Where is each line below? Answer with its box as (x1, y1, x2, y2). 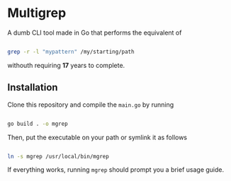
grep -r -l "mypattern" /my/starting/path (7, 48, 135, 55)
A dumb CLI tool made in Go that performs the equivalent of (7, 28, 182, 37)
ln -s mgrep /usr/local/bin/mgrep (7, 153, 110, 160)
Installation (7, 81, 58, 93)
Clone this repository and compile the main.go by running (7, 100, 174, 109)
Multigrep (7, 5, 67, 21)
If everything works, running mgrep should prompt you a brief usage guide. (7, 165, 225, 174)
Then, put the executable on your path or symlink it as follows (7, 133, 188, 141)
